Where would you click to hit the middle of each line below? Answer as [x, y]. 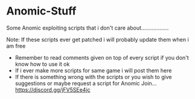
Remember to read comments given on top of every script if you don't [102, 57]
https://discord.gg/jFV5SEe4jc [53, 89]
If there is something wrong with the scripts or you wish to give [93, 77]
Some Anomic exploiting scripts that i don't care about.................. [88, 28]
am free [16, 46]
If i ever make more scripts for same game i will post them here [93, 70]
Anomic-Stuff [41, 11]
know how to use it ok [42, 64]
